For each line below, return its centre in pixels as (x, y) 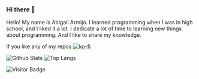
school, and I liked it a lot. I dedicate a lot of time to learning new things (94, 29)
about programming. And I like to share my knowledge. (74, 35)
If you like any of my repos (39, 46)
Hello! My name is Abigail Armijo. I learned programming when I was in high (99, 23)
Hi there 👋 (21, 10)
